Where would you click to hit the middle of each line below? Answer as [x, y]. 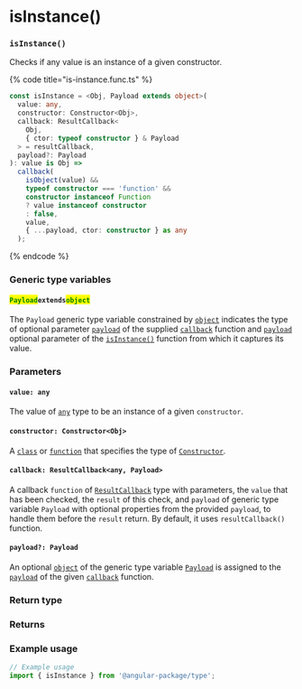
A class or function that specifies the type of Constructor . [118, 451]
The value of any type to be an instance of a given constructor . [126, 412]
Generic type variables [60, 280]
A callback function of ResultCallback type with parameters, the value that [149, 489]
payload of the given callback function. [82, 577]
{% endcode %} [39, 256]
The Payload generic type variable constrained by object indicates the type [149, 320]
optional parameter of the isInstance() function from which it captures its [146, 339]
